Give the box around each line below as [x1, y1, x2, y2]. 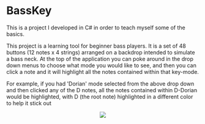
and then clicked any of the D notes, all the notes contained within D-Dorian [6, 86, 198, 93]
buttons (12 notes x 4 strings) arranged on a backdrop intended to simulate [6, 48, 195, 56]
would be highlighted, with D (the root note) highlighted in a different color [6, 93, 193, 100]
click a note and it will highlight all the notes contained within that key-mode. [6, 68, 199, 75]
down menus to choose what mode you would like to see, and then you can [6, 62, 197, 69]
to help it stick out [6, 99, 52, 107]
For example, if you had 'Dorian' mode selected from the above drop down [6, 80, 195, 87]
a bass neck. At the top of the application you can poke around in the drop [6, 55, 194, 62]
